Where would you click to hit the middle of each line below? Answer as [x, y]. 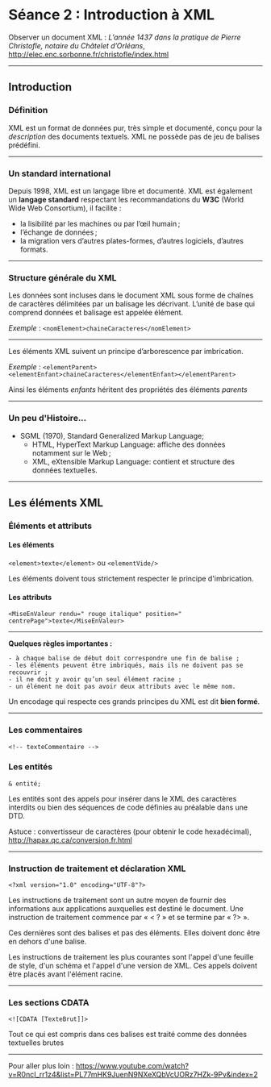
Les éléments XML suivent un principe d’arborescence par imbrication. [126, 352]
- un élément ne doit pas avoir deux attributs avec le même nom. [122, 687]
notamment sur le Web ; [71, 452]
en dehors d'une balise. [48, 942]
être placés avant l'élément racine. [66, 974]
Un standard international [60, 173]
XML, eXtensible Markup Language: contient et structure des [133, 461]
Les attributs [30, 597]
